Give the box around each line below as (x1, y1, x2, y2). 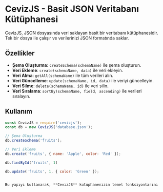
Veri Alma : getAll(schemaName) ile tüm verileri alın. (12, 72, 114, 78)
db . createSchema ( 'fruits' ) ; (5, 138, 62, 143)
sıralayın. (12, 93, 31, 99)
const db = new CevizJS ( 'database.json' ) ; (5, 125, 93, 130)
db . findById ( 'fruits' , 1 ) (5, 160, 58, 165)
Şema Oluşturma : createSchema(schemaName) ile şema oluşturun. (12, 62, 142, 68)
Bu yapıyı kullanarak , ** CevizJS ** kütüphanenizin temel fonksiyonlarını (5, 182, 159, 187)
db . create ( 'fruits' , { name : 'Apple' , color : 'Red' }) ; (5, 151, 121, 156)
